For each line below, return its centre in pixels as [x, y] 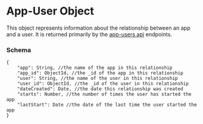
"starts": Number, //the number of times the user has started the [104, 94]
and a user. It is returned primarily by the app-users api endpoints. [89, 34]
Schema [19, 50]
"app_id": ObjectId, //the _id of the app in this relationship [100, 73]
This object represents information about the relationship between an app [98, 28]
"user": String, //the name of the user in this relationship [98, 79]
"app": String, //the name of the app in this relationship [95, 68]
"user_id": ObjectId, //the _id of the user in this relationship [103, 84]
